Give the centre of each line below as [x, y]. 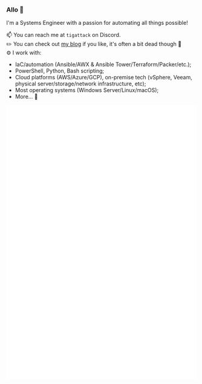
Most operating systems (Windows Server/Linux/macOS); [87, 90]
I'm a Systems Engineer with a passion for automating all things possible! [97, 23]
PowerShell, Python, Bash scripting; [60, 71]
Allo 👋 [15, 10]
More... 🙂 [26, 97]
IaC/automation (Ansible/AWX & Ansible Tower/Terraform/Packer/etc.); [103, 65]
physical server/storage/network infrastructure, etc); [80, 84]
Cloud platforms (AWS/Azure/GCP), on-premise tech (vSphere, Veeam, [103, 78]
